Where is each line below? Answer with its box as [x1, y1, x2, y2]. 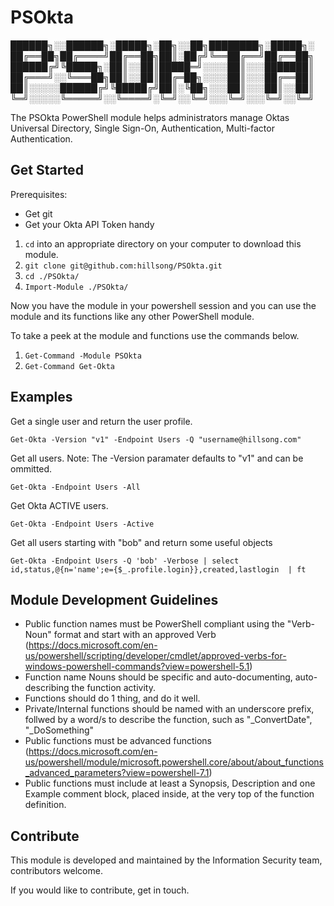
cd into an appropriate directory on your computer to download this [24, 237, 302, 250]
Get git [24, 207, 53, 220]
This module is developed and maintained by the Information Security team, [10, 854, 323, 866]
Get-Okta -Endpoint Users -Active [10, 519, 155, 529]
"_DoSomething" [24, 724, 95, 736]
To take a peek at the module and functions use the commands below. [10, 329, 300, 341]
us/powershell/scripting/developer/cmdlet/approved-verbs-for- [24, 650, 287, 662]
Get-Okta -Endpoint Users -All [10, 482, 141, 492]
